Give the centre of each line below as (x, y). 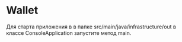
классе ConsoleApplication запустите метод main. (69, 33)
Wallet (22, 10)
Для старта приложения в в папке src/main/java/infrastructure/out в (91, 27)
